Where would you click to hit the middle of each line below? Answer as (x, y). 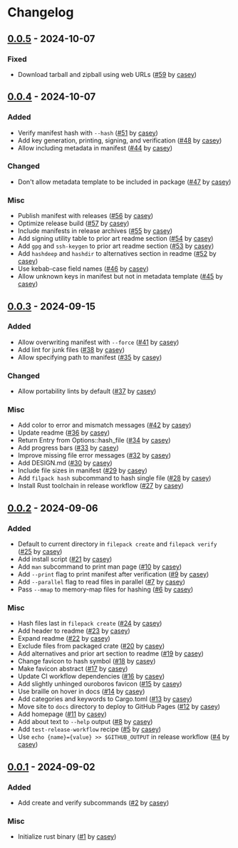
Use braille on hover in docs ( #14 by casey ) (81, 691)
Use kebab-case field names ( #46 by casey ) (83, 269)
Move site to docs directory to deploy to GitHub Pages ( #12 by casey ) (119, 707)
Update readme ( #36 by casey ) (64, 433)
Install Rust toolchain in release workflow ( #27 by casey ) (100, 486)
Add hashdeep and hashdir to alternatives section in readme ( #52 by (117, 254)
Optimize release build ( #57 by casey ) (73, 223)
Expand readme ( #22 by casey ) (64, 638)
